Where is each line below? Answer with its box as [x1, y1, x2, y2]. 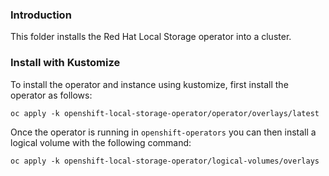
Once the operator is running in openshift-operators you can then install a [10, 126, 317, 138]
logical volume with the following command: [10, 136, 192, 148]
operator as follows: [10, 89, 93, 101]
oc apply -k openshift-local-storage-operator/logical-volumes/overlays [10, 156, 320, 166]
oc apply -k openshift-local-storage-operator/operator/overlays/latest [10, 108, 320, 118]
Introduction [10, 8, 72, 22]
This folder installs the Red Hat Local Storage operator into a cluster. [10, 31, 292, 43]
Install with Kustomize [10, 56, 121, 70]
